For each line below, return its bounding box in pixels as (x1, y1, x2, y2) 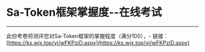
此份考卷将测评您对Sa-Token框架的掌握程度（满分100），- (6, 32, 151, 39)
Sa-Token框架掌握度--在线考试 (6, 5, 162, 19)
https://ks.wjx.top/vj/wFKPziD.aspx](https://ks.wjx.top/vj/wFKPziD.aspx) (8, 39, 190, 46)
